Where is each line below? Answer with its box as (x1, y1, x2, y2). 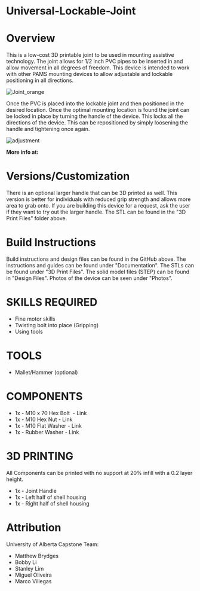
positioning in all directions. (6, 77, 73, 84)
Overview (6, 32, 56, 45)
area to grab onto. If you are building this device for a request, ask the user (6, 202, 190, 209)
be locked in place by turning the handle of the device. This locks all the (6, 112, 183, 120)
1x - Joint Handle (14, 487, 57, 494)
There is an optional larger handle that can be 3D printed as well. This (6, 190, 177, 197)
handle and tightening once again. (6, 126, 90, 133)
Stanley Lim (14, 565, 44, 572)
